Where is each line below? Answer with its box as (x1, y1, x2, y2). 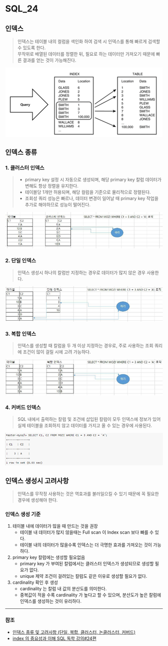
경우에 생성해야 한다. (17, 497, 58, 503)
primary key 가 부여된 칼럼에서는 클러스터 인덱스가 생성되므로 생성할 (19, 561, 154, 567)
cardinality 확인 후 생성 (12, 579, 58, 585)
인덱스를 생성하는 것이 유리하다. (19, 598, 81, 604)
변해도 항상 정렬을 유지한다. (24, 183, 78, 189)
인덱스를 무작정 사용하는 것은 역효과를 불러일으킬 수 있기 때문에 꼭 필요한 (17, 491, 159, 497)
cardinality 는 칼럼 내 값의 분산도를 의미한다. (19, 586, 107, 592)
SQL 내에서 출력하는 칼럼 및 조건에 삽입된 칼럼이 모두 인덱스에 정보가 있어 (17, 416, 161, 422)
